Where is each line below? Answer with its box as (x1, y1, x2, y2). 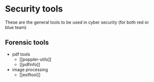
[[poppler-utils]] (19, 56, 51, 62)
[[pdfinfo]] (19, 61, 40, 67)
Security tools (5, 3, 63, 14)
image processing (12, 67, 49, 72)
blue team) (5, 24, 27, 30)
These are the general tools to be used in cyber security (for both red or (5, 19, 149, 25)
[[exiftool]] (19, 71, 41, 78)
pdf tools (12, 51, 31, 57)
